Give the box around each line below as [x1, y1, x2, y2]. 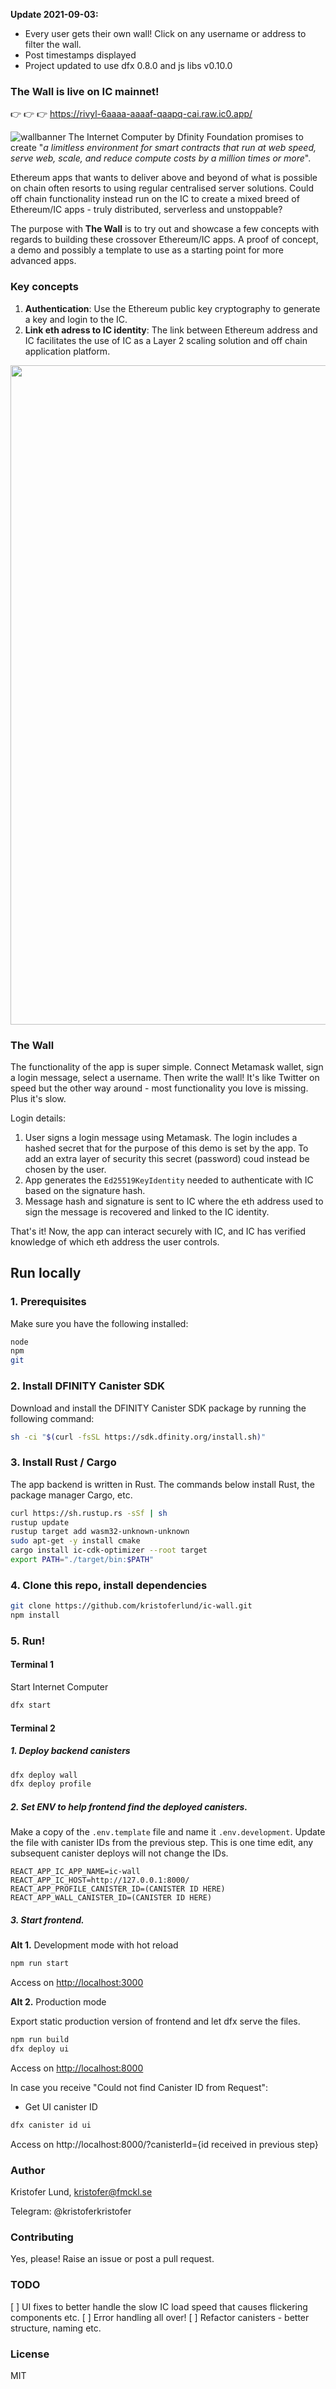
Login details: [10, 1112, 66, 1124]
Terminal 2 [10, 1722, 56, 1734]
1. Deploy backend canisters [10, 1745, 131, 1757]
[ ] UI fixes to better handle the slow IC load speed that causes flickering [10, 2300, 308, 2313]
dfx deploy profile [10, 1779, 92, 1789]
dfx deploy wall [10, 1770, 78, 1780]
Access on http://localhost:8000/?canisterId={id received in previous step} [10, 2138, 319, 2150]
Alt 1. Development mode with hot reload [10, 1939, 179, 1951]
